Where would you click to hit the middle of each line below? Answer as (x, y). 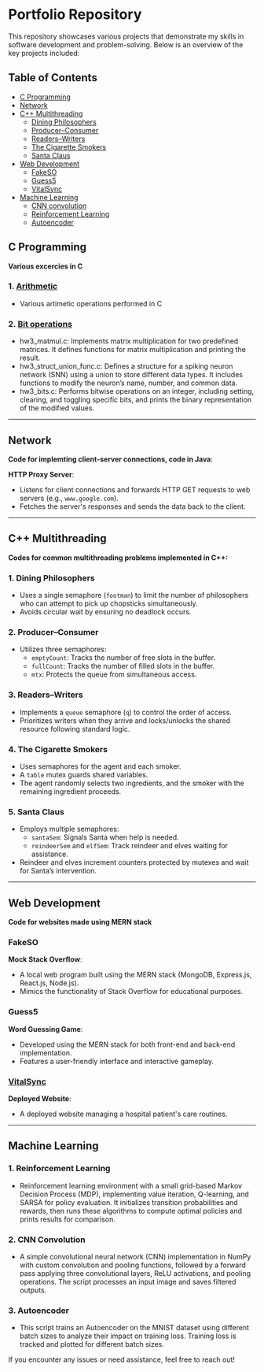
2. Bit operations (40, 324)
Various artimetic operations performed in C (91, 303)
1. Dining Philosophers (52, 578)
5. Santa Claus (36, 811)
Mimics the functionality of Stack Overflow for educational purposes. (131, 992)
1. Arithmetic (33, 287)
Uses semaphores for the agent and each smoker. (101, 766)
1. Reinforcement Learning (59, 1169)
